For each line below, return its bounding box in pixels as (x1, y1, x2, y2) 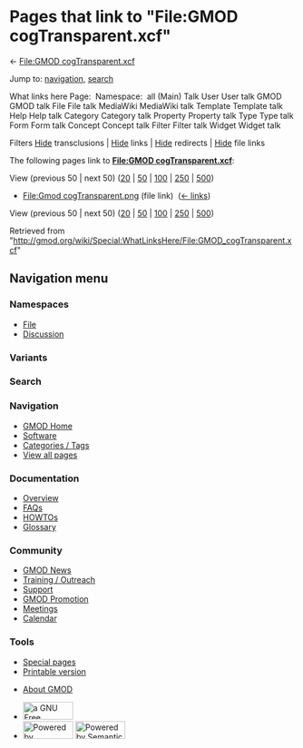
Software (22, 429, 57, 441)
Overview (22, 493, 59, 504)
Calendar (22, 613, 57, 624)
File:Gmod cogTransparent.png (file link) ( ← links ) (22, 190, 211, 201)
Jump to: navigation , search (9, 73, 113, 84)
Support (22, 584, 54, 595)
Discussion (22, 329, 64, 340)
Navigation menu (9, 271, 109, 287)
